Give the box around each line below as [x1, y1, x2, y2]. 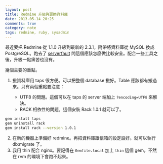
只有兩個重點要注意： [21, 84, 65, 89]
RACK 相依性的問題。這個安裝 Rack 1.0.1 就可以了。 [19, 106, 124, 112]
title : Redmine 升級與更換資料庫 [5, 12, 68, 17]
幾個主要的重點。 [5, 67, 40, 73]
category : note [5, 26, 37, 31]
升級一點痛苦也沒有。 [13, 57, 57, 62]
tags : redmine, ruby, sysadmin [5, 30, 70, 35]
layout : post [5, 7, 32, 12]
